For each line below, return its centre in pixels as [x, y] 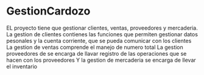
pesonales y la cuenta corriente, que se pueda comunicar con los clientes [99, 41]
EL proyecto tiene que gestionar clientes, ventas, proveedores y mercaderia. [102, 28]
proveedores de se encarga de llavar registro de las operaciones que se [97, 53]
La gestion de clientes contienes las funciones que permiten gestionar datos [102, 34]
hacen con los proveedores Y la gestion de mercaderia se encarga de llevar [101, 60]
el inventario [22, 66]
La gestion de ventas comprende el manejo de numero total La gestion [95, 47]
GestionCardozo [48, 11]
